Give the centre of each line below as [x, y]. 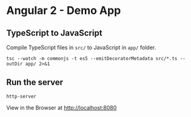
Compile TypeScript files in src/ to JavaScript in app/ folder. [81, 47]
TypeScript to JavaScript [54, 33]
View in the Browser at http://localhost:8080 [62, 107]
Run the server [35, 82]
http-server [21, 96]
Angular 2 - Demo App [64, 11]
